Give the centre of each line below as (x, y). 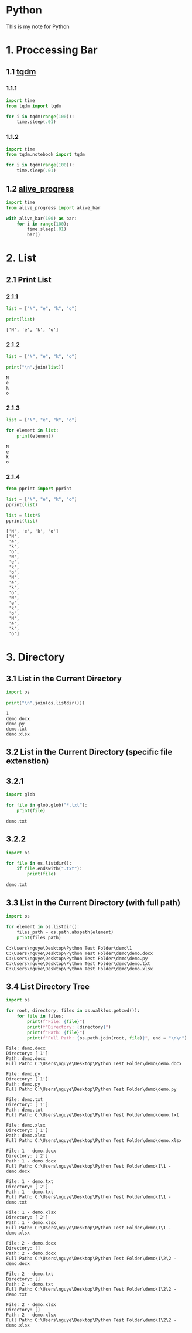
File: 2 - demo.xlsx (31, 1305)
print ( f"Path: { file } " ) (56, 1032)
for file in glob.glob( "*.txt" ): (47, 805)
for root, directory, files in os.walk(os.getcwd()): (73, 1011)
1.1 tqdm (21, 72)
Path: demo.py (23, 1085)
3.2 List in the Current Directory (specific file (89, 752)
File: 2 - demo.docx (31, 1243)
